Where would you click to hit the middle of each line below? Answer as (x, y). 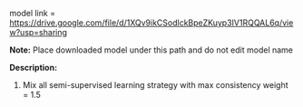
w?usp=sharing (39, 32)
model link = (33, 13)
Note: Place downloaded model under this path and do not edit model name (151, 50)
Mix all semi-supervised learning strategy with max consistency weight (155, 85)
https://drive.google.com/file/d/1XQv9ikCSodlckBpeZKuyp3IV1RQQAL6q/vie (151, 23)
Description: (33, 68)
